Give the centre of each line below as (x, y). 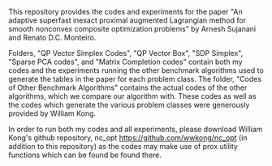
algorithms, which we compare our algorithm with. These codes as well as (133, 96)
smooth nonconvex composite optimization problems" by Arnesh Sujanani (132, 29)
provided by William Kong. (52, 113)
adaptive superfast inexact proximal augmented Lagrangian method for (127, 20)
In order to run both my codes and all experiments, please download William (136, 129)
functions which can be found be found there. (85, 155)
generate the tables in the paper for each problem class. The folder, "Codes (135, 79)
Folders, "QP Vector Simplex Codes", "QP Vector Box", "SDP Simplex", (126, 53)
